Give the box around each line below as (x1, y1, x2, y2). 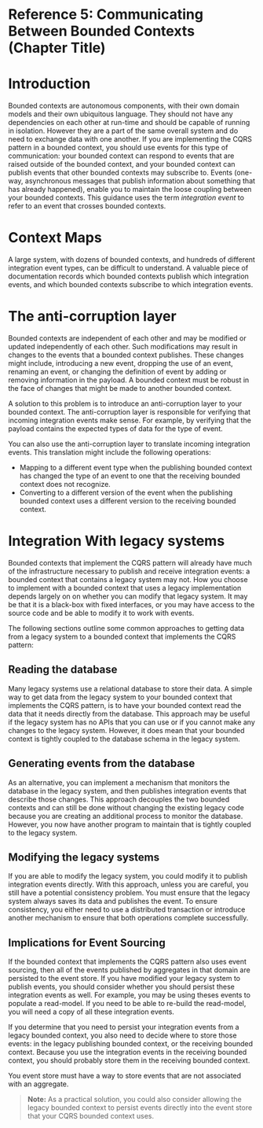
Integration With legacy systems (8, 533, 225, 550)
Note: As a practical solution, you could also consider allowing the (27, 1095, 242, 1104)
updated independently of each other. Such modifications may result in (8, 342, 238, 351)
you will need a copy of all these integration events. (8, 1007, 175, 1016)
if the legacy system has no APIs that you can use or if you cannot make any (8, 717, 255, 727)
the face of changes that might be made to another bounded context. (8, 384, 232, 393)
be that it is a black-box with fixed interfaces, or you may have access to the (8, 599, 255, 609)
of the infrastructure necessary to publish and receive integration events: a (8, 566, 250, 576)
